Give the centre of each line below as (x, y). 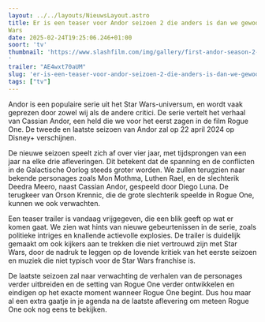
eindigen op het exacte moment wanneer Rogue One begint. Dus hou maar (130, 292)
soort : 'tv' (28, 45)
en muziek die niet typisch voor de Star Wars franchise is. (102, 260)
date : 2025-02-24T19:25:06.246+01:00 (70, 37)
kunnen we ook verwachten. (54, 203)
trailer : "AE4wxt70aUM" (47, 67)
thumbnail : (26, 52)
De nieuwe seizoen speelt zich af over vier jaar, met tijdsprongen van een (127, 153)
